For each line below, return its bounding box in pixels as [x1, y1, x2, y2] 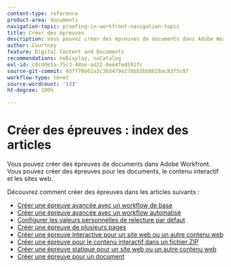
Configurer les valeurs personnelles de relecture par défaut [16, 216, 186, 224]
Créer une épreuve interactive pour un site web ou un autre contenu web [16, 231, 224, 239]
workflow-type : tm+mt [7, 74, 69, 81]
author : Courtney [7, 42, 57, 49]
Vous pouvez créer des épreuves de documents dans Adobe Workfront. [7, 160, 211, 169]
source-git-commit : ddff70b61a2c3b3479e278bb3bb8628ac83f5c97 [7, 67, 189, 74]
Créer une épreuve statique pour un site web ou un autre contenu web [16, 245, 217, 253]
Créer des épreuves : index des [7, 122, 189, 138]
